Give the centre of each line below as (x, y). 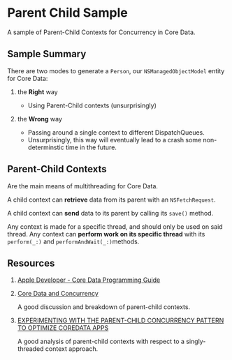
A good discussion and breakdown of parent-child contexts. (104, 307)
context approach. (72, 349)
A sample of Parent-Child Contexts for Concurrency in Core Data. (101, 32)
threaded (30, 349)
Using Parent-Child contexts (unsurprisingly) (92, 105)
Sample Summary (47, 54)
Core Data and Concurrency (58, 294)
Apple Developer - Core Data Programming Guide (89, 280)
